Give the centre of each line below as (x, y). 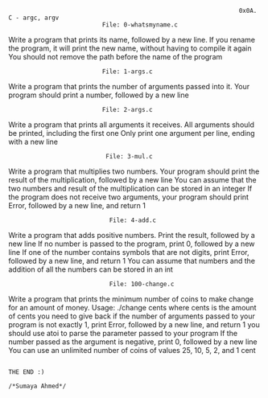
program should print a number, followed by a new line (99, 95)
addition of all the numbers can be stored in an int (91, 269)
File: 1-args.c (127, 72)
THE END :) (27, 372)
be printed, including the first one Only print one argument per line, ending (132, 133)
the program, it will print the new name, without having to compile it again (130, 48)
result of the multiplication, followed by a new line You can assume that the (132, 180)
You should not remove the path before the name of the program (115, 57)
